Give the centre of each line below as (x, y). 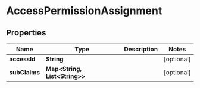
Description (141, 49)
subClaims (25, 72)
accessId (22, 59)
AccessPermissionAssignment (84, 11)
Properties (26, 33)
